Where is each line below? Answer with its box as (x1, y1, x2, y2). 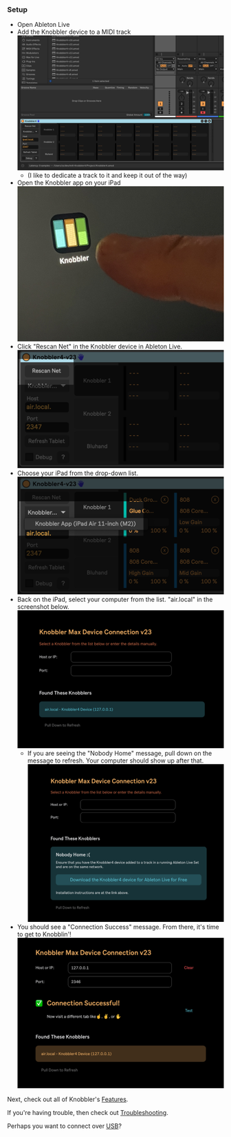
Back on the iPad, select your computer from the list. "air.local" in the (16, 595, 213, 604)
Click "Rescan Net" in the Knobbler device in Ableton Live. (16, 342, 183, 350)
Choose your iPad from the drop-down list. (16, 469, 139, 477)
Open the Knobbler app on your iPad (16, 178, 122, 187)
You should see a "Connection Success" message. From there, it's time (16, 923, 219, 932)
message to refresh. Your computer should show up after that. (27, 756, 204, 765)
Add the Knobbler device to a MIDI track (16, 28, 131, 36)
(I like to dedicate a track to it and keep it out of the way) (27, 171, 188, 179)
